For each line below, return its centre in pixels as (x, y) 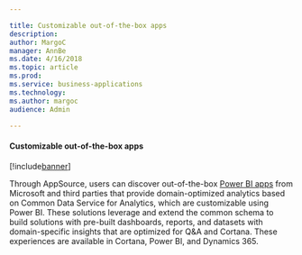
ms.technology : (38, 92)
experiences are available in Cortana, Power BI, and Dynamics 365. (134, 241)
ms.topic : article (44, 68)
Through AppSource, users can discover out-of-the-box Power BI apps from (151, 183)
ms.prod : (26, 76)
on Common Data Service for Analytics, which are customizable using (139, 203)
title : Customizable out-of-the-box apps (88, 25)
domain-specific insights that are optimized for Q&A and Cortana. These (143, 232)
